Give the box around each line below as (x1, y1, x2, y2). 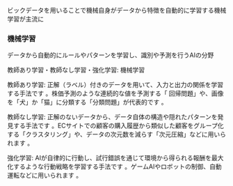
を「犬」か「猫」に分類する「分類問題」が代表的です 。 (7, 98, 168, 107)
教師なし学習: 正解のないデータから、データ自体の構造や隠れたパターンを (7, 113, 218, 121)
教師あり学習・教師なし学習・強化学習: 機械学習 (7, 65, 145, 75)
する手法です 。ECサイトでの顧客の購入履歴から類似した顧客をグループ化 (13, 121, 224, 130)
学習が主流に (7, 15, 44, 23)
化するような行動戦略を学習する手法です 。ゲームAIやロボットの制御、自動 (7, 162, 222, 171)
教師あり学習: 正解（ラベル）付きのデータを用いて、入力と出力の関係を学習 (7, 81, 224, 89)
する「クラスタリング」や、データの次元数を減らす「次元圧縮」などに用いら (7, 130, 227, 139)
